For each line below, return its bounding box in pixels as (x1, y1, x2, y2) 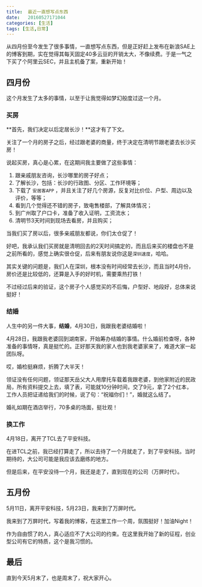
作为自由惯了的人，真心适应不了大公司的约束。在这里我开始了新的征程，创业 (6, 530, 196, 537)
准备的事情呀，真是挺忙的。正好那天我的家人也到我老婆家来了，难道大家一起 (6, 342, 196, 350)
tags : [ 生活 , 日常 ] (6, 25, 49, 32)
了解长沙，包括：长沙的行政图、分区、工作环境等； (14, 179, 142, 187)
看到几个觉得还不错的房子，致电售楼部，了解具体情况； (14, 202, 152, 209)
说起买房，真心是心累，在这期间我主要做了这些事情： (6, 159, 138, 166)
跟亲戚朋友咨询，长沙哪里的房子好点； (14, 172, 110, 179)
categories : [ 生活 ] (6, 20, 54, 26)
